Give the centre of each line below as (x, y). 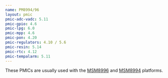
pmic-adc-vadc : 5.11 (27, 19)
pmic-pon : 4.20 (21, 38)
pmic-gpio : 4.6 (21, 24)
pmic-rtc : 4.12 (21, 51)
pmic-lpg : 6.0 (20, 28)
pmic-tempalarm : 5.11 (28, 56)
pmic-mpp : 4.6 (20, 33)
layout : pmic (19, 14)
